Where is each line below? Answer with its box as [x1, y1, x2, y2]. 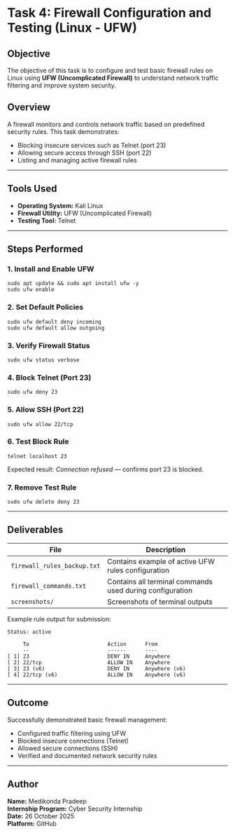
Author [7, 778, 38, 790]
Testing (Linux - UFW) [7, 20, 138, 36]
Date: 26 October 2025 [7, 811, 75, 820]
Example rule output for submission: [7, 614, 112, 623]
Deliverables [7, 524, 64, 536]
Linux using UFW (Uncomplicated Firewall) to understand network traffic [7, 74, 219, 82]
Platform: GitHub [7, 819, 57, 827]
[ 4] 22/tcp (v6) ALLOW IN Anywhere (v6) [7, 671, 187, 678]
